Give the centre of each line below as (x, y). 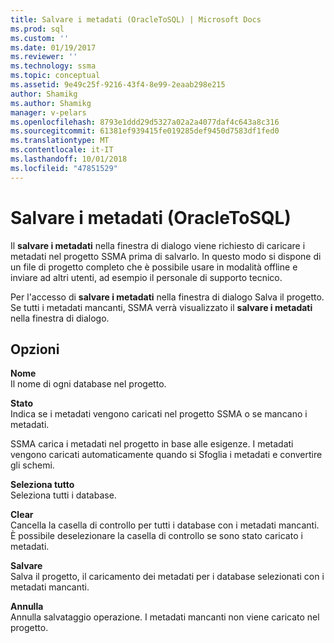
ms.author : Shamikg (51, 103)
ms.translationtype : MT (60, 141)
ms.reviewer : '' (44, 57)
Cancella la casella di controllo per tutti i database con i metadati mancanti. (165, 525)
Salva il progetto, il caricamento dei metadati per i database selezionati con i (167, 577)
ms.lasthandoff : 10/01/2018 (69, 159)
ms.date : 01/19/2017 (53, 47)
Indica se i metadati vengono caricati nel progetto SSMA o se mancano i (159, 414)
